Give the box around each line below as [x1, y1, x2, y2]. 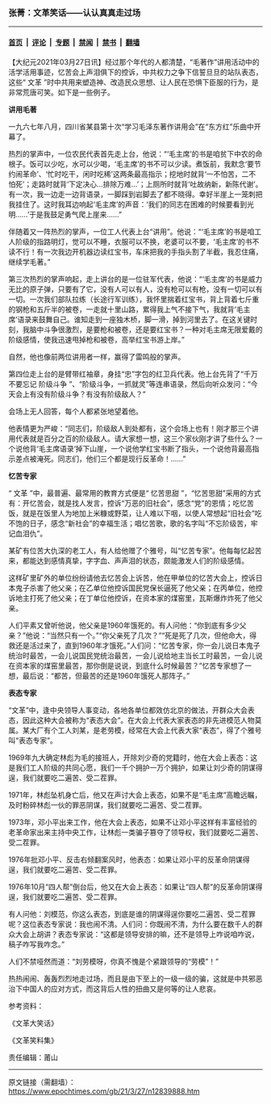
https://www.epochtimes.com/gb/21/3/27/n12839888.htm [8, 1086, 200, 1096]
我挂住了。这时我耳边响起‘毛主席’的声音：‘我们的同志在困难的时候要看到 [8, 199, 248, 209]
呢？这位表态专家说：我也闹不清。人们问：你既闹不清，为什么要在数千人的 [8, 919, 256, 929]
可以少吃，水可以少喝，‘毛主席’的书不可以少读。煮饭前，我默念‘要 [35, 159, 254, 169]
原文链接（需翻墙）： [8, 1077, 76, 1087]
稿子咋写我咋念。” [8, 939, 65, 949]
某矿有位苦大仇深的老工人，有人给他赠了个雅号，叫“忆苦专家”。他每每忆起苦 [8, 545, 262, 555]
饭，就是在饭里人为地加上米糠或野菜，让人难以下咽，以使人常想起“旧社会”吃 [8, 508, 262, 518]
